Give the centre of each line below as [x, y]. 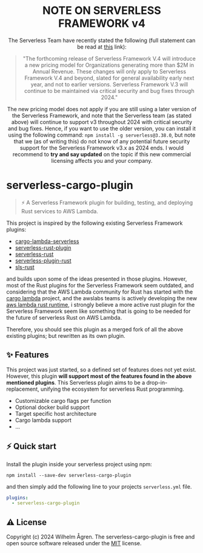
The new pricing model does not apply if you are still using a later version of [102, 109]
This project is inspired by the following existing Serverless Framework [95, 223]
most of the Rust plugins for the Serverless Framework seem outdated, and [100, 285]
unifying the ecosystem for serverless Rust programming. [112, 389]
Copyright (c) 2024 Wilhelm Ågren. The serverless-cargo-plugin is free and [101, 537]
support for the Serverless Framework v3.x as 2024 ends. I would [102, 148]
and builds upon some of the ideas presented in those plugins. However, [97, 279]
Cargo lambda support [43, 420]
